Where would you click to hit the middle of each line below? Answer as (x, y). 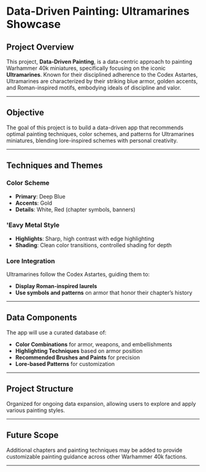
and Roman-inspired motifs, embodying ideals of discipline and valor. (94, 88)
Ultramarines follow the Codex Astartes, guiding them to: (78, 275)
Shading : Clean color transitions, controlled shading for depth (93, 245)
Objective (25, 112)
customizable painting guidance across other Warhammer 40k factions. (97, 456)
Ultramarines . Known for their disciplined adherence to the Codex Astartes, (102, 74)
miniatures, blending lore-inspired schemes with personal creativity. (92, 140)
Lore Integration (31, 261)
